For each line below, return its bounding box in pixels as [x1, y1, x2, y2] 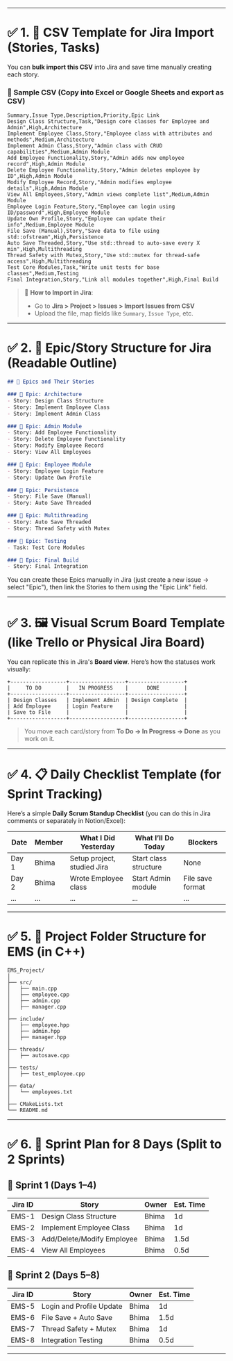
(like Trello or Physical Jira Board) [7, 635, 205, 651]
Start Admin [132, 874, 171, 883]
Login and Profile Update [41, 1301, 123, 1311]
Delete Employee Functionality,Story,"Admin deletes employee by [7, 167, 200, 174]
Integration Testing [41, 1335, 103, 1345]
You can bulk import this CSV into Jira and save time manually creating [7, 63, 212, 71]
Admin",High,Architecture [7, 124, 82, 131]
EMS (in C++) [7, 944, 85, 960]
